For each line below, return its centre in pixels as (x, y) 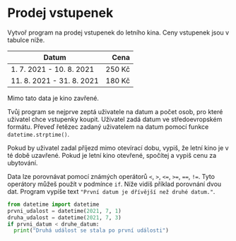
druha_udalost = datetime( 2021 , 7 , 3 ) (64, 217)
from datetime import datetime (53, 204)
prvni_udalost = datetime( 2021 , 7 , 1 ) (64, 211)
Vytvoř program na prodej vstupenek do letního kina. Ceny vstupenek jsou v (118, 32)
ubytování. (23, 163)
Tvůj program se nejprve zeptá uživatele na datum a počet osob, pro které (115, 111)
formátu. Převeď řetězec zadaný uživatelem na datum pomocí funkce (108, 126)
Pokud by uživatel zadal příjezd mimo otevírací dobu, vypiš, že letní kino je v (118, 148)
